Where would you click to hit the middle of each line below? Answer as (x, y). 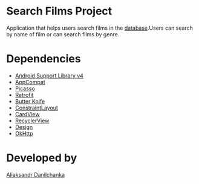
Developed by (42, 158)
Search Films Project (59, 11)
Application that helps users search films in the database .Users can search (100, 28)
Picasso (25, 88)
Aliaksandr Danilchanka (36, 174)
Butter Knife (30, 101)
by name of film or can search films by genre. (63, 34)
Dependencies (44, 59)
